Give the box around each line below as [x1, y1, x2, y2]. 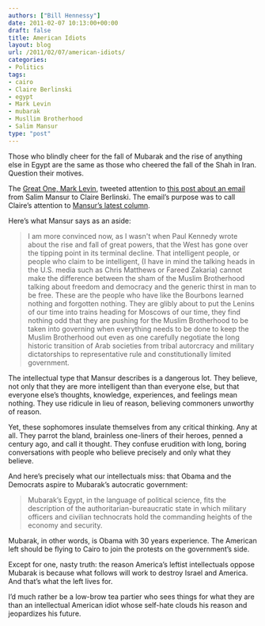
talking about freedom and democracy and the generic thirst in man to [27, 282, 257, 291]
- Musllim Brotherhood [8, 115, 83, 123]
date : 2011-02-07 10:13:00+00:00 [8, 19, 119, 27]
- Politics [8, 63, 44, 71]
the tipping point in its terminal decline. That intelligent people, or [27, 248, 240, 258]
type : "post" [8, 129, 51, 137]
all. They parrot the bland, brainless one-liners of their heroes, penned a [8, 430, 244, 440]
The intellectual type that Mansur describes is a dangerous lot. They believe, [8, 373, 258, 382]
